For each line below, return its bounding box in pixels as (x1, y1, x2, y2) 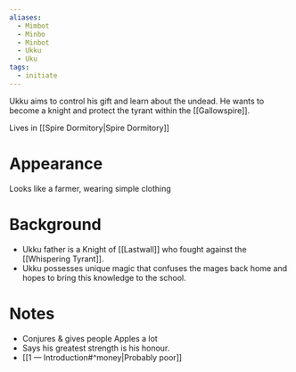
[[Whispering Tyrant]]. (21, 253, 104, 264)
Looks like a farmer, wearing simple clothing (9, 183, 171, 194)
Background (9, 214, 102, 235)
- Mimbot (17, 21, 50, 30)
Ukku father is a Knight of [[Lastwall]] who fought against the (21, 244, 247, 254)
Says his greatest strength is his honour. (21, 343, 170, 353)
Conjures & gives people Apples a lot (21, 333, 158, 343)
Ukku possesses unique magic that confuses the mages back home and (21, 262, 288, 273)
